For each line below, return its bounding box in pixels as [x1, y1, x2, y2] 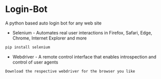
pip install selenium [5, 44, 50, 49]
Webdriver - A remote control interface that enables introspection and [12, 53, 156, 59]
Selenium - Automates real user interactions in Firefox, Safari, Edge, [12, 29, 152, 35]
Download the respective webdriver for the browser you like [5, 68, 135, 73]
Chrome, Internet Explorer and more [12, 35, 87, 41]
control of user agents [12, 59, 58, 65]
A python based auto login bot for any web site [5, 20, 101, 26]
